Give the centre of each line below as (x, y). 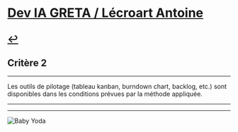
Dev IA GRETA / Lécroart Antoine (106, 13)
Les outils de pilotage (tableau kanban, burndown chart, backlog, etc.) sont (117, 87)
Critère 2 (27, 62)
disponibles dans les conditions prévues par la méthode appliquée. (105, 94)
